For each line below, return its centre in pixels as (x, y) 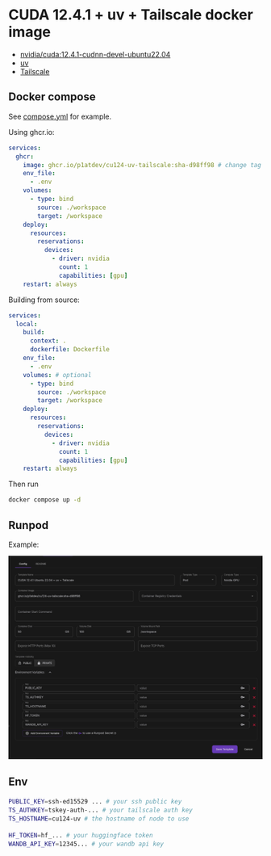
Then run (23, 484)
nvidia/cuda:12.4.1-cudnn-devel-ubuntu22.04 (95, 54)
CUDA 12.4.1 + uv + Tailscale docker (131, 15)
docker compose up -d (45, 500)
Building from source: (44, 300)
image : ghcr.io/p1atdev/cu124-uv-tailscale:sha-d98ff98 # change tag (142, 165)
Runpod (29, 525)
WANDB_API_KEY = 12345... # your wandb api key (86, 844)
